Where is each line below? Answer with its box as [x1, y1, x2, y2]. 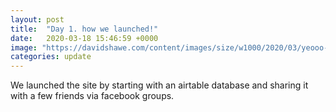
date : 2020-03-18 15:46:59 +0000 [10, 33, 159, 43]
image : [10, 42, 38, 53]
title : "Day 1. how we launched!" [10, 24, 159, 34]
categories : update [10, 52, 92, 62]
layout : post [10, 14, 65, 25]
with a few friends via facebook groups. [10, 90, 175, 102]
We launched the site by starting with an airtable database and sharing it [10, 79, 309, 91]
